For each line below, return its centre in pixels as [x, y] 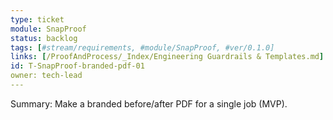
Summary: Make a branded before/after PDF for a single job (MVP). [149, 103]
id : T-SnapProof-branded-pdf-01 [77, 66]
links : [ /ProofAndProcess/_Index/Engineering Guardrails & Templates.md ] [167, 57]
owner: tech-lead [46, 76]
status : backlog [44, 38]
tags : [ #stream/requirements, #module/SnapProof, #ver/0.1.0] [142, 47]
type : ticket [37, 19]
